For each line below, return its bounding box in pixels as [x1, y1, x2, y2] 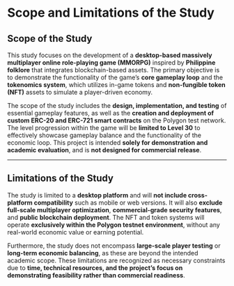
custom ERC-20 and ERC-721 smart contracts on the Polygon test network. [7, 116, 226, 125]
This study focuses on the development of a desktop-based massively [7, 51, 212, 59]
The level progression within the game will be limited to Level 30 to [7, 124, 201, 132]
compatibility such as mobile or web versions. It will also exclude [33, 198, 223, 207]
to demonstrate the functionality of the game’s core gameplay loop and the [7, 73, 224, 81]
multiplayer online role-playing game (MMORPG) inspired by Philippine [7, 58, 216, 67]
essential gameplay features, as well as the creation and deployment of [7, 109, 214, 117]
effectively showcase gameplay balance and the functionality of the [7, 131, 202, 139]
